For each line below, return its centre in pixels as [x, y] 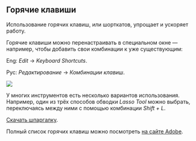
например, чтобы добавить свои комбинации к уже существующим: [95, 49]
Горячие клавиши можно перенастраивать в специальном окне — [92, 42]
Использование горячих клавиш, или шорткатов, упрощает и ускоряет [97, 24]
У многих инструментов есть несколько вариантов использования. [93, 95]
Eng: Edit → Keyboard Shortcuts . [47, 60]
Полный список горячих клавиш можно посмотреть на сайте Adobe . [95, 131]
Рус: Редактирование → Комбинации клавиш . [66, 72]
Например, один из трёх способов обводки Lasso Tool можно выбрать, [98, 101]
